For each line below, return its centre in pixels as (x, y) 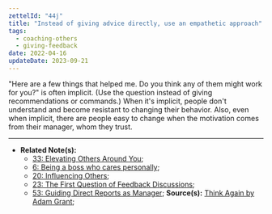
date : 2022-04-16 (38, 53)
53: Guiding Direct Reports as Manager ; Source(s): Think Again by (143, 193)
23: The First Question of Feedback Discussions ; (114, 184)
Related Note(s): (48, 149)
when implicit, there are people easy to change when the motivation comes (134, 118)
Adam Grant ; (53, 201)
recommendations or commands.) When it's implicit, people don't (117, 101)
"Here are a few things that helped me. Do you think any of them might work (136, 84)
